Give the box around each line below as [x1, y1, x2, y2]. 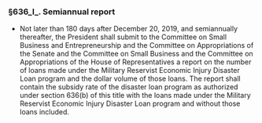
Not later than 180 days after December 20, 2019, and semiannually [19, 24, 238, 34]
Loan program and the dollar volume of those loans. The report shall [19, 74, 242, 84]
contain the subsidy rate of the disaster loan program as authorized [19, 82, 238, 92]
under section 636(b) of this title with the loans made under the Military [19, 91, 252, 100]
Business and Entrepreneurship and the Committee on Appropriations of [19, 41, 254, 50]
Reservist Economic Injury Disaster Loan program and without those [19, 99, 241, 108]
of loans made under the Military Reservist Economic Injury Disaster [19, 66, 240, 75]
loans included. [19, 107, 69, 117]
